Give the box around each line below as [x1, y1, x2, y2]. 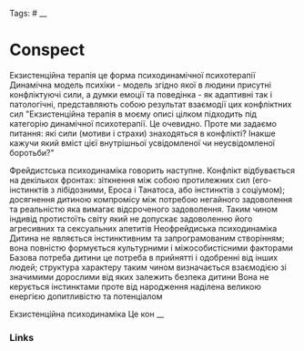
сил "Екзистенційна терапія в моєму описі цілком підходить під [9, 108, 258, 119]
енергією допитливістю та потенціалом [9, 291, 163, 302]
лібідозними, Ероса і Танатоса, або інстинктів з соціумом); [56, 184, 285, 195]
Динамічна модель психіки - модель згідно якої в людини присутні [9, 79, 271, 90]
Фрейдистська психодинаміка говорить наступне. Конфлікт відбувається [9, 164, 296, 176]
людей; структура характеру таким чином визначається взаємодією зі [9, 262, 287, 273]
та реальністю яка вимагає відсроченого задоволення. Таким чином [9, 203, 279, 214]
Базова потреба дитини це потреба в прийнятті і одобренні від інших [9, 252, 279, 263]
